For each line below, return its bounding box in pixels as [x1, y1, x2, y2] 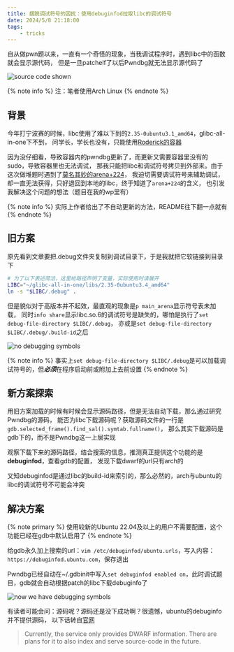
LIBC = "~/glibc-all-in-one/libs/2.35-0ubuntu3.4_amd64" [7, 281, 170, 289]
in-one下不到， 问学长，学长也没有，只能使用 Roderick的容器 [7, 138, 182, 147]
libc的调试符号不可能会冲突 [7, 480, 85, 489]
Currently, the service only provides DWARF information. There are [24, 630, 217, 638]
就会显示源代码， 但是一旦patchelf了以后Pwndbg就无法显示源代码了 [7, 59, 204, 67]
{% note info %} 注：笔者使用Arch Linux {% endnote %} [7, 87, 169, 95]
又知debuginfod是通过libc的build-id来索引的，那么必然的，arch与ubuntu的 [7, 472, 222, 480]
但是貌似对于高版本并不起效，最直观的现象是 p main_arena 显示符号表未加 [7, 301, 217, 310]
